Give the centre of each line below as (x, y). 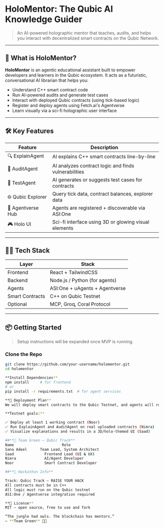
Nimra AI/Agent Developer (44, 459)
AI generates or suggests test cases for (97, 179)
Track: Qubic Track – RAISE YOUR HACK (44, 481)
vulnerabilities (68, 172)
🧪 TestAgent (21, 183)
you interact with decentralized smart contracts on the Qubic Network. (88, 38)
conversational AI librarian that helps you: (47, 80)
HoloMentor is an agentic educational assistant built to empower (70, 70)
